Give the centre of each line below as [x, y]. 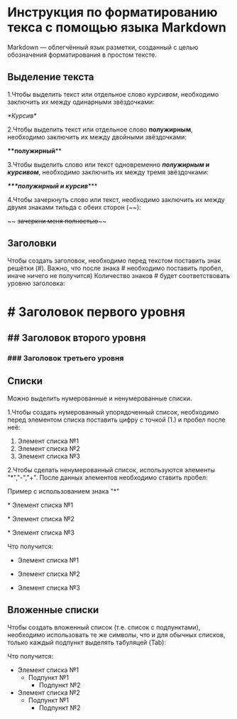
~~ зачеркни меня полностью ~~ [57, 220]
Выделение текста [51, 77]
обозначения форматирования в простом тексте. [82, 55]
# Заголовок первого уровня [97, 312]
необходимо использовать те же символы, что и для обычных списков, [116, 634]
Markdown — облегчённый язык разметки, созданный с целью [103, 47]
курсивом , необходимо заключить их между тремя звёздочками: [108, 172]
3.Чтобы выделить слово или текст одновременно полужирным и [109, 164]
